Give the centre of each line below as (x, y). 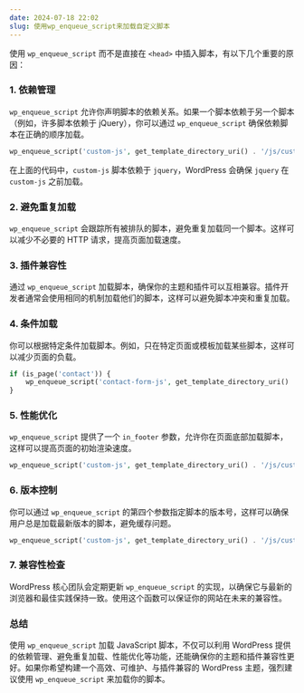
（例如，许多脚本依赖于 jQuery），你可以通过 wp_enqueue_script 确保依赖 (145, 122)
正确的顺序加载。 (57, 134)
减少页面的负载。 (49, 356)
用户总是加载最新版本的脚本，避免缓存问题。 (93, 523)
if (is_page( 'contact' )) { (60, 374)
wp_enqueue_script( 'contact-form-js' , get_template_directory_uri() (157, 382)
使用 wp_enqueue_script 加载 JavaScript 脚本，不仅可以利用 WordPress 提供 (150, 645)
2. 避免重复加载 (43, 207)
